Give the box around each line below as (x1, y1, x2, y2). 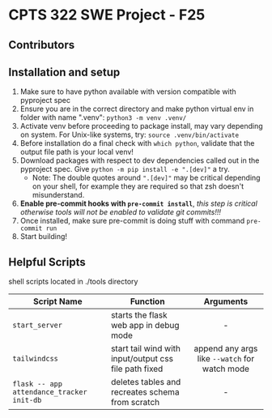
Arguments (203, 296, 249, 307)
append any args (193, 343, 258, 354)
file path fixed (110, 363, 164, 374)
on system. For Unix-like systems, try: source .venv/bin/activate (19, 130, 240, 139)
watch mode (202, 363, 249, 374)
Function (130, 296, 165, 307)
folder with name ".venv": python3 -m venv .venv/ (19, 113, 187, 122)
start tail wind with (110, 343, 181, 354)
